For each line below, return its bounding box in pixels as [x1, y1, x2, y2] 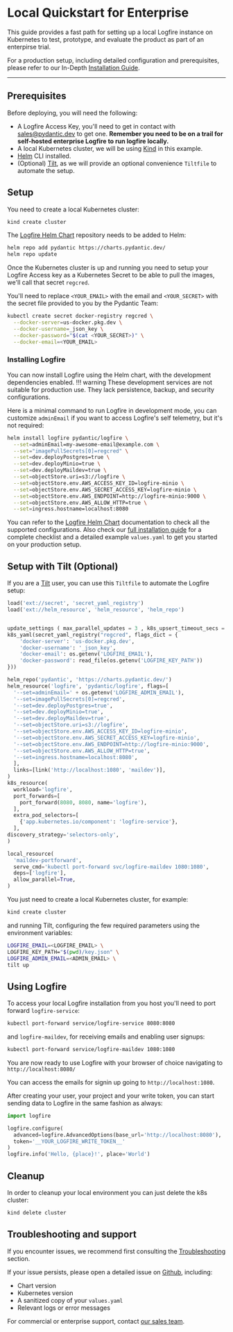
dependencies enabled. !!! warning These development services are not [7, 377, 213, 387]
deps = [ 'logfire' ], [13, 870, 67, 877]
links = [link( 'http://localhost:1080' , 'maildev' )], [13, 767, 166, 774]
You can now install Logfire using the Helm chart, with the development [7, 371, 212, 379]
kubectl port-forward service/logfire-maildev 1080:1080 [7, 1046, 175, 1053]
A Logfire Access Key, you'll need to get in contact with [17, 122, 175, 130]
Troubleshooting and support [7, 1228, 137, 1240]
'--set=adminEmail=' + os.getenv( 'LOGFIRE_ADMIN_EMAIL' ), [13, 689, 185, 696]
